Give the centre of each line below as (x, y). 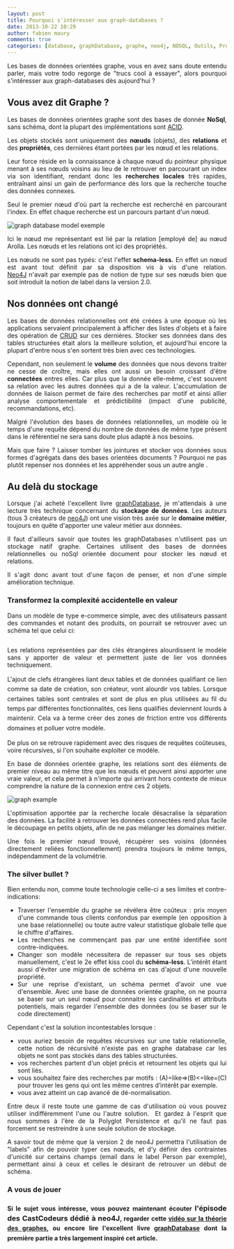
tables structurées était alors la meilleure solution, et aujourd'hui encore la (117, 343)
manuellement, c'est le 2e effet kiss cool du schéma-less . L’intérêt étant (122, 962)
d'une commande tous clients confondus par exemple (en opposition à (122, 918)
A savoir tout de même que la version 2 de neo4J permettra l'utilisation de (117, 1142)
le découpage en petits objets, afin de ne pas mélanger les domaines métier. (117, 828)
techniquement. (30, 665)
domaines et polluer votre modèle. (56, 728)
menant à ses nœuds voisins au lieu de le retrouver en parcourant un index (117, 169)
